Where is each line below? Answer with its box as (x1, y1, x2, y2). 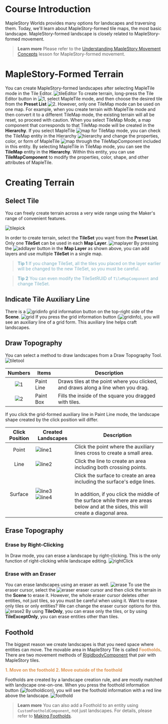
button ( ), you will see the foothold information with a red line (5, 687, 161, 693)
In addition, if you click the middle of (74, 490, 160, 497)
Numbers (7, 369, 30, 376)
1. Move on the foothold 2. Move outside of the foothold (5, 667, 122, 673)
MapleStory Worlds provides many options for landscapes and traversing (5, 20, 156, 26)
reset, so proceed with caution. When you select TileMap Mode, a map (5, 116, 151, 123)
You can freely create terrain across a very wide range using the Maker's (5, 210, 155, 216)
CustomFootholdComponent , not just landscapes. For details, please (17, 707, 152, 713)
